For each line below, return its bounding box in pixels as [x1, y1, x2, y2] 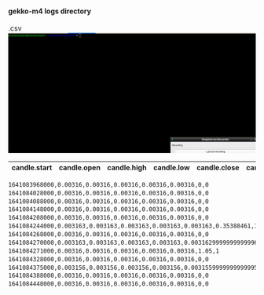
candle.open [58, 163, 101, 173]
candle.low [152, 163, 190, 173]
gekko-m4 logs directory [8, 6, 92, 16]
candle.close [196, 163, 240, 173]
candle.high [107, 163, 147, 173]
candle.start [11, 163, 53, 173]
